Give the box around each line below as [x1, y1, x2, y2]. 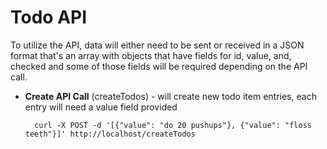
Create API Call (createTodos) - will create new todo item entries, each [24, 90, 317, 102]
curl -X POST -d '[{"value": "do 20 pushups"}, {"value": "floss [34, 120, 312, 130]
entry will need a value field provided [24, 101, 178, 113]
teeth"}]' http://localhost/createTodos [24, 129, 196, 139]
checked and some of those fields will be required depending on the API [10, 60, 308, 72]
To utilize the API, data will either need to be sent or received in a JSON [10, 39, 305, 51]
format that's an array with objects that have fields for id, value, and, [10, 49, 292, 61]
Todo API [10, 6, 88, 29]
